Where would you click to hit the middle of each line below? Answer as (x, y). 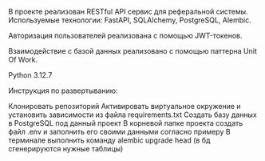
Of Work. (23, 60)
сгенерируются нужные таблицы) (66, 149)
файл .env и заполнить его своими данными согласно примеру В (119, 132)
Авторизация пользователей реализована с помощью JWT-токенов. (125, 36)
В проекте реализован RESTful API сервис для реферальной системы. (129, 12)
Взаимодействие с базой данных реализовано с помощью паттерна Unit (132, 51)
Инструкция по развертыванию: (63, 91)
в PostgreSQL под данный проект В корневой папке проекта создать (126, 123)
